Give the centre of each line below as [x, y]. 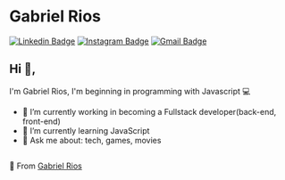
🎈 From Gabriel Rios [46, 166]
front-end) [41, 121]
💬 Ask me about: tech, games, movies [92, 140]
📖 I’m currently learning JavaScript [86, 130]
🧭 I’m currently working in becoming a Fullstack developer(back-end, [149, 111]
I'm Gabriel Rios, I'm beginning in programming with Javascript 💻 [130, 91]
